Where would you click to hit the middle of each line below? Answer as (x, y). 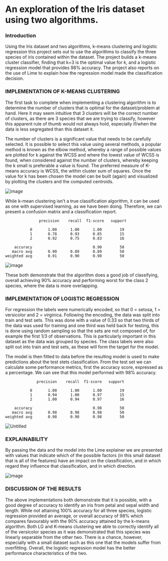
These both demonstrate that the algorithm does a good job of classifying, (82, 275)
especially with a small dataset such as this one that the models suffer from (83, 542)
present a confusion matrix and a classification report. (61, 211)
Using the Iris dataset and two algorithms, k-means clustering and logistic (81, 47)
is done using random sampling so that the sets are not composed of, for (80, 331)
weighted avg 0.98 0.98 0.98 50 (65, 417)
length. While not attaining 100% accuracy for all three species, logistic (78, 510)
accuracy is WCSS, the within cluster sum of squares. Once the (86, 171)
